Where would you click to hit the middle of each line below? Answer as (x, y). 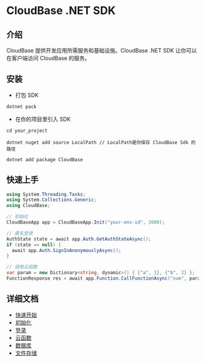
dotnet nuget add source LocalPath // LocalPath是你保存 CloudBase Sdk (98, 142)
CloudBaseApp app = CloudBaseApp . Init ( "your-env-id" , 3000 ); (86, 222)
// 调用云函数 (22, 267)
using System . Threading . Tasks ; (46, 194)
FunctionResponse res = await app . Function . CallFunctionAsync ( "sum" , (97, 278)
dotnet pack (21, 107)
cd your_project (27, 131)
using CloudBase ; (28, 206)
